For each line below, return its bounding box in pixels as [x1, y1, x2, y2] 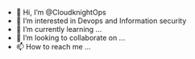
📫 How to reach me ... [15, 42, 91, 51]
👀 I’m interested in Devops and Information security [15, 16, 187, 26]
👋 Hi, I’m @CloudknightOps [15, 8, 106, 17]
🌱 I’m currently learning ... [15, 25, 102, 33]
